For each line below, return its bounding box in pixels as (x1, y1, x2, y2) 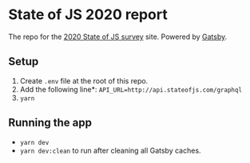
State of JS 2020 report (8, 6, 168, 24)
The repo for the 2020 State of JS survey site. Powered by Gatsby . (8, 32, 228, 41)
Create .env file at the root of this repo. (19, 76, 149, 85)
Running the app (8, 116, 92, 130)
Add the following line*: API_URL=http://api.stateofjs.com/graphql (19, 84, 242, 94)
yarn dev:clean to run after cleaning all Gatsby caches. (19, 146, 201, 155)
